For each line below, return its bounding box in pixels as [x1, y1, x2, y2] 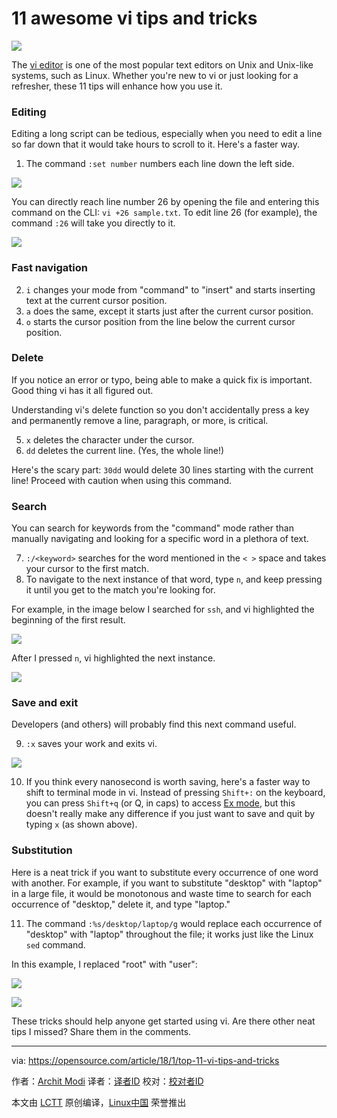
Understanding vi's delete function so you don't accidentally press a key [11, 403, 310, 416]
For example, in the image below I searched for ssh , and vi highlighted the [11, 603, 315, 616]
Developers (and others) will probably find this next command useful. [11, 718, 297, 731]
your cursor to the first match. [25, 563, 150, 575]
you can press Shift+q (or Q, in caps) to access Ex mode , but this [25, 797, 296, 809]
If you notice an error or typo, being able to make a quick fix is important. [11, 373, 313, 386]
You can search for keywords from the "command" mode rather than [11, 522, 294, 534]
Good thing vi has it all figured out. [11, 384, 154, 396]
